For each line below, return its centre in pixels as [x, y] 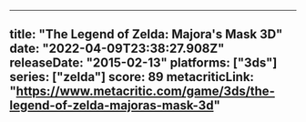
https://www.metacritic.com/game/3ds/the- [145, 91]
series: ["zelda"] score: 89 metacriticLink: [132, 77]
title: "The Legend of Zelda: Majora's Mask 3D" [146, 34]
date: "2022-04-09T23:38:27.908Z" [117, 49]
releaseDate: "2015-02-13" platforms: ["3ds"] [143, 63]
